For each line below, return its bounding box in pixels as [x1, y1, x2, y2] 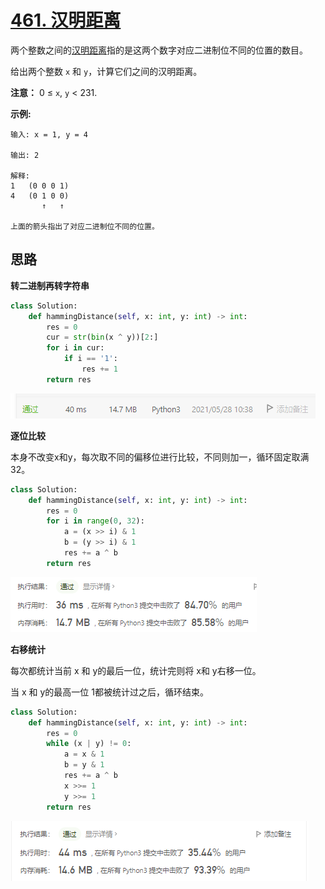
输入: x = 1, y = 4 [10, 129, 89, 140]
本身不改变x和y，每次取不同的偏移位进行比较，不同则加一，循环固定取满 [10, 451, 310, 463]
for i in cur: [46, 343, 105, 353]
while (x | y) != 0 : [46, 739, 132, 749]
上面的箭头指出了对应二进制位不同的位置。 [10, 221, 160, 231]
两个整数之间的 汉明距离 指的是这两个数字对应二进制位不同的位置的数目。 [10, 44, 308, 56]
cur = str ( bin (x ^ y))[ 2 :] [46, 332, 159, 343]
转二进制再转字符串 [10, 279, 90, 291]
